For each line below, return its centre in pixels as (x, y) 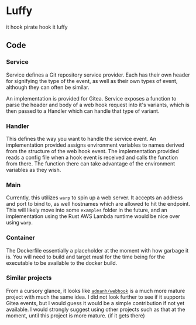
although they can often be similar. (48, 87)
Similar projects (29, 278)
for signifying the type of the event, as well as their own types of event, (92, 81)
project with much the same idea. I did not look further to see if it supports (96, 297)
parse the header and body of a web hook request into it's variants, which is (98, 105)
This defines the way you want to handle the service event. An (81, 139)
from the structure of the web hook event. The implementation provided (93, 151)
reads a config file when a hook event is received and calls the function (92, 157)
